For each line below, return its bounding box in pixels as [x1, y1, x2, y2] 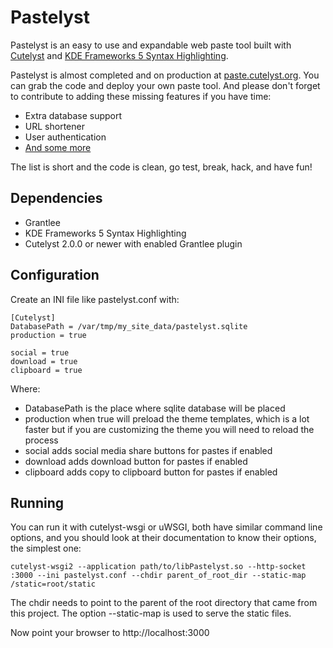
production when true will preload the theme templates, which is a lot [24, 412, 310, 425]
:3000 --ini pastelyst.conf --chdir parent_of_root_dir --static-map [10, 571, 307, 581]
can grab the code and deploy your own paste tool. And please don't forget [10, 79, 321, 91]
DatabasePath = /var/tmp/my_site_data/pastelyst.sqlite [10, 321, 248, 331]
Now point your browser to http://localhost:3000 [10, 627, 210, 639]
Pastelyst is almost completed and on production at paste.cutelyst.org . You [10, 69, 320, 81]
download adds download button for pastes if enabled [24, 455, 248, 467]
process [24, 434, 59, 446]
